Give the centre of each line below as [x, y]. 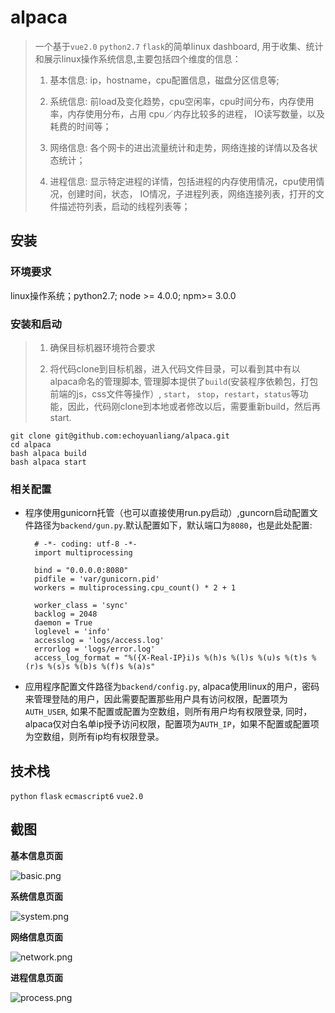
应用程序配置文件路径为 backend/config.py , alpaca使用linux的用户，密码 [172, 687]
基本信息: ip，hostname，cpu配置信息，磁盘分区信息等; [164, 80]
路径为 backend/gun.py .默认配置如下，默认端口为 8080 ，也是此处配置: [173, 525]
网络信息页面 [36, 937]
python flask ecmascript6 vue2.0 [77, 797]
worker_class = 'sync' [81, 606]
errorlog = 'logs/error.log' [95, 649]
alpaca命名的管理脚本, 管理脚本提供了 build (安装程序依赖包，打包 [184, 381]
